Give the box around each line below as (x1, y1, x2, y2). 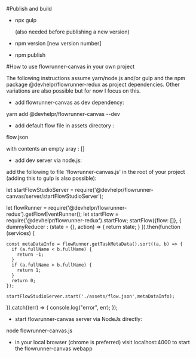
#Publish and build (6, 5, 52, 12)
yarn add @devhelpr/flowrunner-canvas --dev (6, 111, 121, 117)
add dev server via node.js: (14, 157, 82, 164)
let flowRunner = (6, 204, 47, 211)
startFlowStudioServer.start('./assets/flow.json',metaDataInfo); (6, 293, 175, 299)
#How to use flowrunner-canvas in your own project (6, 63, 134, 70)
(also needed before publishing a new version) (14, 28, 130, 35)
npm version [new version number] (14, 40, 102, 47)
